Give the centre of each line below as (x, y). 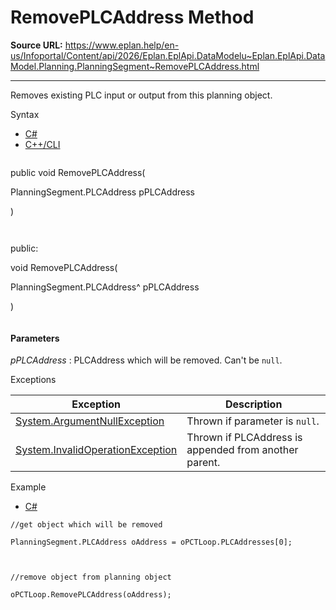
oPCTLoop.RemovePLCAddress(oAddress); (91, 595)
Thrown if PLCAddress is (244, 438)
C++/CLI (42, 144)
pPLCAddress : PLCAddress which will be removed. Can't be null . (146, 360)
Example (28, 487)
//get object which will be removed (86, 525)
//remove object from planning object (91, 577)
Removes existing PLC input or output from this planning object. (141, 95)
